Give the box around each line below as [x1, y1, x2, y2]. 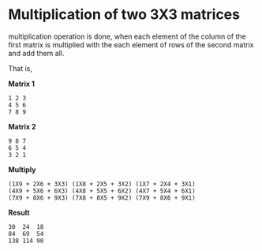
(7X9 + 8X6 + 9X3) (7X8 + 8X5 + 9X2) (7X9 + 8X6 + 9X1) [8, 193, 196, 202]
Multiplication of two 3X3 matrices [8, 6, 241, 24]
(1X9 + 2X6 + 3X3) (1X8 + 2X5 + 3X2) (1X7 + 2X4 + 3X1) [8, 180, 196, 188]
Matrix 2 [8, 122, 37, 131]
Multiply [8, 164, 36, 174]
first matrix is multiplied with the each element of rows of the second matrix [8, 39, 254, 49]
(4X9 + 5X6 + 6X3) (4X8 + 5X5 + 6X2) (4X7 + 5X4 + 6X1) [8, 187, 196, 195]
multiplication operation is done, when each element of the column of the [8, 32, 246, 41]
